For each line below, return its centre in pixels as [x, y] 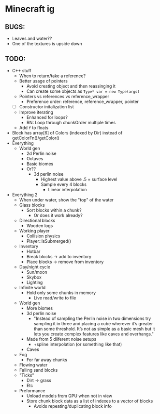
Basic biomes [40, 164]
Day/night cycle [35, 267]
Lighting [35, 282]
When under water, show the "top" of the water [66, 199]
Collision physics [43, 236]
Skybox [34, 277]
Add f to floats [34, 128]
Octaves [35, 158]
